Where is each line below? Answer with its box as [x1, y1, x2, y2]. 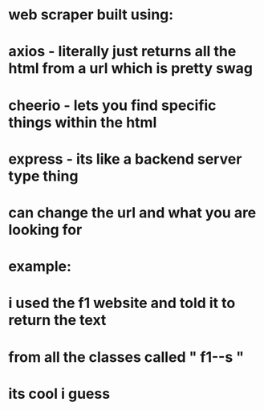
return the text [8, 311, 107, 330]
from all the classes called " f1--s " [8, 347, 245, 366]
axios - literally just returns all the [8, 43, 237, 61]
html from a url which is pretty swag [8, 59, 254, 78]
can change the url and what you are [8, 203, 257, 221]
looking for [8, 221, 83, 238]
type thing [8, 167, 79, 185]
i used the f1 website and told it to [8, 294, 236, 312]
